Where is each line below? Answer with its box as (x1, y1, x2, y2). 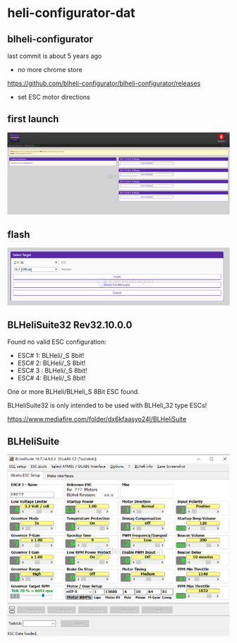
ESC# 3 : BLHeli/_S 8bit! (17, 366, 87, 375)
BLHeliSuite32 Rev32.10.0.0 (7, 319, 133, 331)
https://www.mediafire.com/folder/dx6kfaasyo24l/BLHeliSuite (7, 415, 187, 423)
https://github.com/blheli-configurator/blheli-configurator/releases (7, 79, 201, 88)
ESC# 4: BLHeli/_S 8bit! (17, 374, 86, 383)
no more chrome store (17, 66, 83, 73)
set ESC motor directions (17, 93, 90, 101)
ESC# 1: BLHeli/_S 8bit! (17, 351, 85, 360)
